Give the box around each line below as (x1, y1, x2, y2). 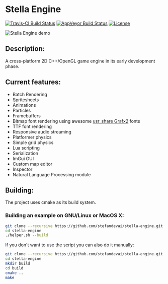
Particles (12, 107, 31, 113)
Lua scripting (12, 145, 40, 151)
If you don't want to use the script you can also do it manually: (5, 242, 134, 248)
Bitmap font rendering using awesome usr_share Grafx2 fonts (12, 118, 140, 124)
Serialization (12, 150, 39, 156)
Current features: (5, 78, 61, 87)
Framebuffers (12, 112, 41, 119)
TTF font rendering (12, 123, 52, 129)
